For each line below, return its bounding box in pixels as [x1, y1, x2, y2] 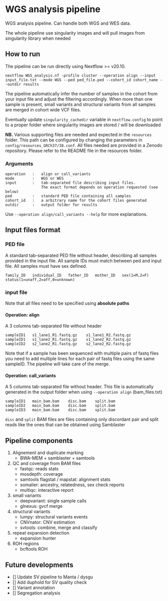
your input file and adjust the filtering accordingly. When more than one [5, 96, 153, 102]
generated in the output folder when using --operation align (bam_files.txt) [5, 389, 162, 395]
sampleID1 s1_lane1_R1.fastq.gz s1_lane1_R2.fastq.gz [5, 333, 131, 338]
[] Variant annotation [12, 585, 55, 591]
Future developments [5, 560, 74, 569]
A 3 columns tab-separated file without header [5, 323, 102, 329]
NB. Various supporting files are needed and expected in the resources [5, 131, 152, 137]
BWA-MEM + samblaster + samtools [20, 455, 95, 461]
